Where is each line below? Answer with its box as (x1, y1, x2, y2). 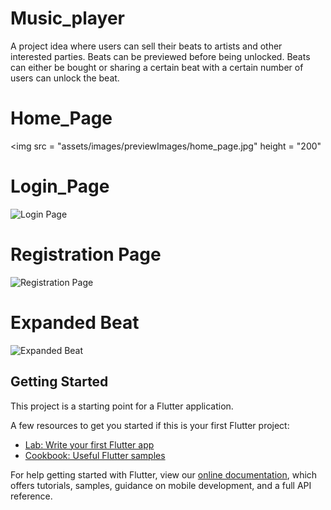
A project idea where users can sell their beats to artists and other (10, 40, 283, 52)
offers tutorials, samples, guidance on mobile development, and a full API (10, 479, 312, 491)
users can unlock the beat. (10, 72, 120, 84)
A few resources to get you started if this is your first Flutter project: (10, 419, 290, 431)
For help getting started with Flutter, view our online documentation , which (10, 468, 318, 481)
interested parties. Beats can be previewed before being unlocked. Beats (10, 50, 311, 62)
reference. (10, 490, 53, 502)
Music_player (10, 7, 125, 30)
